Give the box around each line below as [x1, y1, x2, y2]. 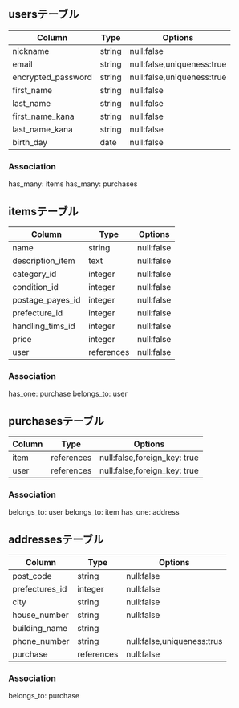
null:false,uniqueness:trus [125, 636, 223, 647]
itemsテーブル [8, 204, 79, 218]
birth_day [12, 136, 48, 148]
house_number [12, 609, 70, 621]
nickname [12, 45, 50, 56]
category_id [12, 268, 57, 279]
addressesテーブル [8, 532, 104, 546]
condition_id [12, 281, 59, 292]
